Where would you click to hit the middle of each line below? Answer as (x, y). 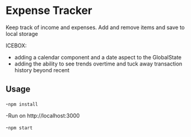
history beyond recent (42, 70)
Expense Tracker (49, 11)
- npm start (19, 127)
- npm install (22, 104)
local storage (22, 33)
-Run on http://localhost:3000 (43, 115)
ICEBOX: (16, 45)
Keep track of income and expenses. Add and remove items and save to (95, 27)
